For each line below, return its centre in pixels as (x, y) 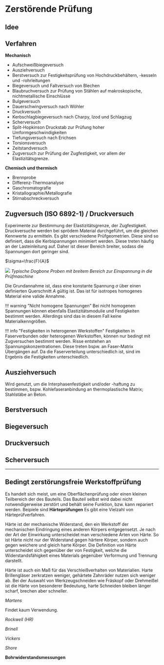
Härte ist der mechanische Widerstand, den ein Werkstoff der (67, 524)
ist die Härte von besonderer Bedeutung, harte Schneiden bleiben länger (78, 586)
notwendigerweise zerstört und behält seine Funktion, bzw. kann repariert (79, 504)
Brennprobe (24, 178)
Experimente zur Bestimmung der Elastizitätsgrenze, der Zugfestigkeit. (76, 226)
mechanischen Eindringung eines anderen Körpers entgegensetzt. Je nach (80, 529)
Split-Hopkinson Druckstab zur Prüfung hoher (58, 127)
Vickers (13, 638)
